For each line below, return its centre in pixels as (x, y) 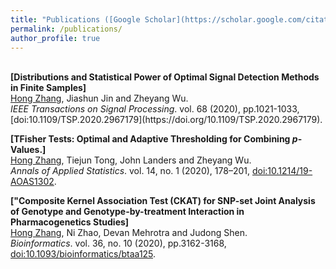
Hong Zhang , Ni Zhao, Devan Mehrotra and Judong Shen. (129, 233)
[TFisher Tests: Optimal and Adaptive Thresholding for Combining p (154, 139)
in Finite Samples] (48, 88)
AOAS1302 (32, 182)
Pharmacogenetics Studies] (70, 222)
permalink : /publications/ (66, 29)
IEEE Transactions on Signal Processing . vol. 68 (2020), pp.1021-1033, (155, 109)
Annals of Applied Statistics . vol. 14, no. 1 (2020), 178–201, (130, 171)
